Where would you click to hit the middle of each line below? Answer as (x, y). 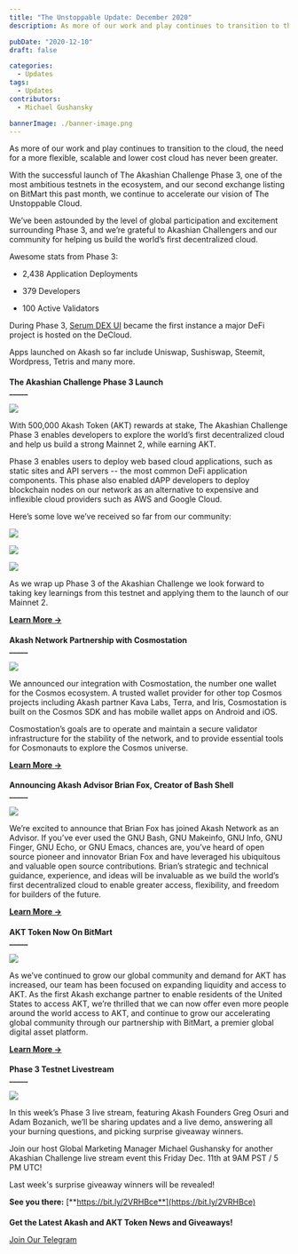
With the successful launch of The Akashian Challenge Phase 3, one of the (146, 175)
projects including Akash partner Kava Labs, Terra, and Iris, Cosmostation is (148, 702)
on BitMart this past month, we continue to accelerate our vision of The (139, 194)
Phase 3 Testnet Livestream (62, 1069)
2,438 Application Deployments (80, 274)
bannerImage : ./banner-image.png (71, 123)
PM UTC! (26, 1168)
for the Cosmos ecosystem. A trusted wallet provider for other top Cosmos (145, 693)
